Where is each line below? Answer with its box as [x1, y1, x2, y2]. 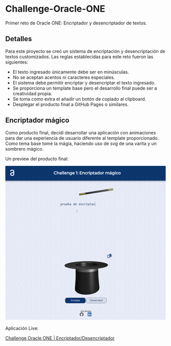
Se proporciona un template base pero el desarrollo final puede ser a [12, 85, 157, 91]
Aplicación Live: [5, 325, 39, 331]
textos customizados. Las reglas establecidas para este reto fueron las [5, 53, 154, 60]
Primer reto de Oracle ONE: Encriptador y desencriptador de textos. [5, 20, 148, 26]
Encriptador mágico [5, 116, 70, 125]
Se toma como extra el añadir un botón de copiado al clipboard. [12, 96, 147, 102]
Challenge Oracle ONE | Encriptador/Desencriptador [5, 335, 115, 341]
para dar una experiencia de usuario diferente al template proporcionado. [5, 135, 159, 141]
